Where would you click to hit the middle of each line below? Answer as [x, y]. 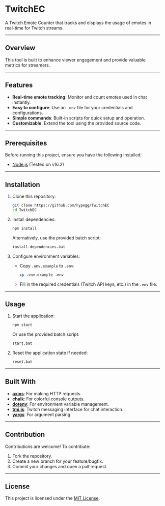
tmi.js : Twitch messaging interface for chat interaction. [68, 409]
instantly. [21, 102]
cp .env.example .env [41, 275]
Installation [23, 185]
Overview [20, 48]
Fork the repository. [32, 456]
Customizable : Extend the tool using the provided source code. [77, 123]
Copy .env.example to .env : [47, 266]
